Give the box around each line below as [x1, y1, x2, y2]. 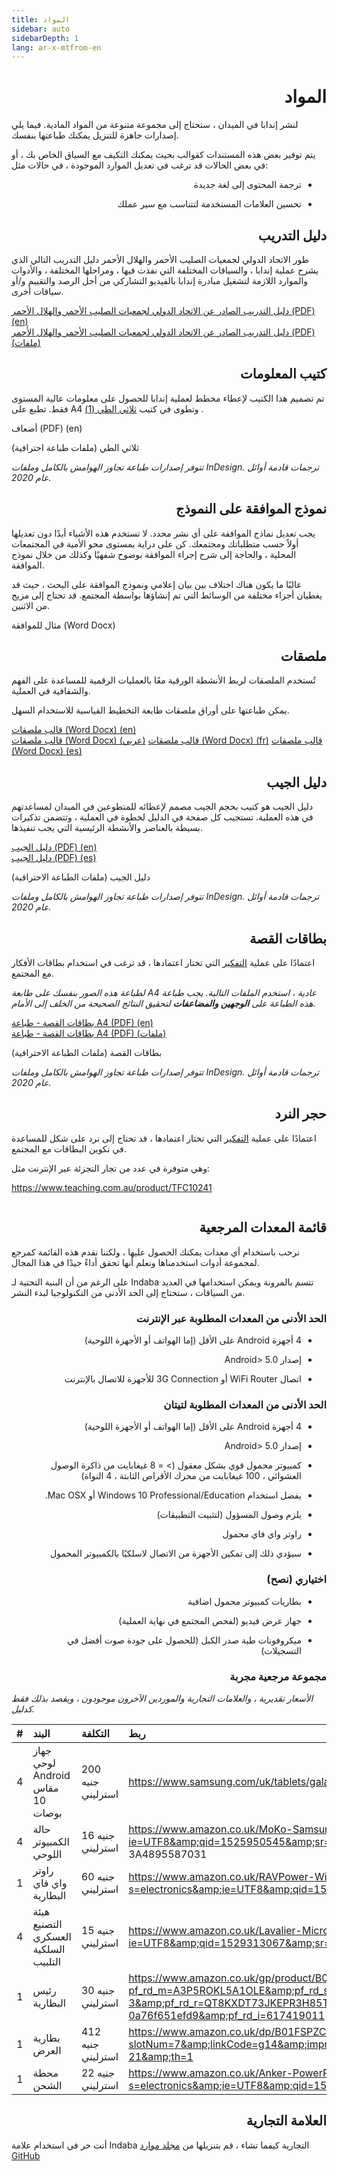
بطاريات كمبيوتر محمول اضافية [187, 1595, 302, 1607]
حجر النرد [274, 1106, 327, 1123]
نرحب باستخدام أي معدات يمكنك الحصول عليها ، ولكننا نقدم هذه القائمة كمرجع [11, 1246, 300, 1258]
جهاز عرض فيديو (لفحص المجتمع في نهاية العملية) [118, 1614, 302, 1626]
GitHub [11, 2149, 41, 2161]
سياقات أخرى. [11, 286, 64, 297]
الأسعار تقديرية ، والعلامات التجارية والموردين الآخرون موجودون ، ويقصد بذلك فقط [11, 1692, 314, 1704]
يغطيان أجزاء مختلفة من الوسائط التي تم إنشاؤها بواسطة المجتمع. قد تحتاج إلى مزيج [11, 589, 323, 601]
